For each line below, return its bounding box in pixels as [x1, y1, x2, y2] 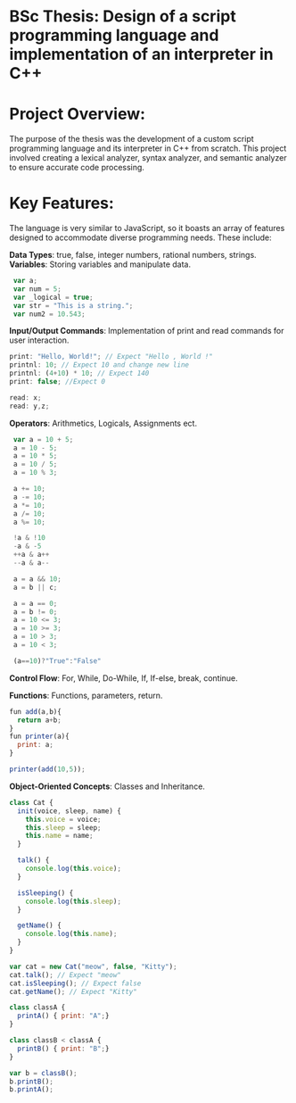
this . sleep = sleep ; [25, 823, 102, 832]
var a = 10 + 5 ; [12, 435, 74, 444]
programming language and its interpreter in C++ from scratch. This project [9, 143, 287, 153]
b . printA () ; [9, 1085, 53, 1094]
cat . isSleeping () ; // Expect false [9, 979, 142, 988]
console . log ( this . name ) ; [25, 930, 118, 939]
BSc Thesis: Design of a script [9, 6, 236, 27]
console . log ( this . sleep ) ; [25, 897, 122, 906]
